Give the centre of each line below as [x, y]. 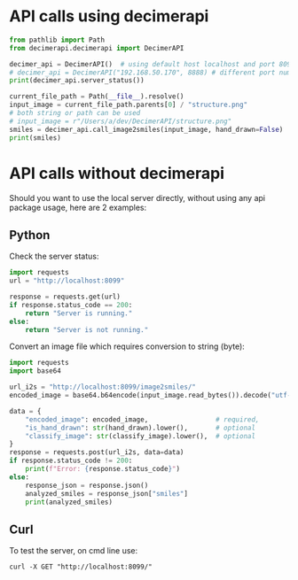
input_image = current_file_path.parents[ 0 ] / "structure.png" [129, 105]
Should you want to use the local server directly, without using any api [137, 197]
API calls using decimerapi [109, 16]
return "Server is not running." [87, 329]
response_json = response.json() [87, 485]
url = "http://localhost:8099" [67, 281]
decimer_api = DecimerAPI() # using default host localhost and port [142, 64]
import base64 [35, 371]
